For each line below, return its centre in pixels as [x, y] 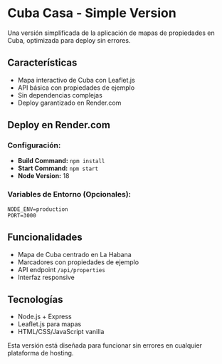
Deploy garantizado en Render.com [69, 103]
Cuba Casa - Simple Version [92, 13]
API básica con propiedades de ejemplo [76, 88]
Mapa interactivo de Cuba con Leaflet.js [76, 80]
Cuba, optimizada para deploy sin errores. [69, 40]
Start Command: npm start [58, 168]
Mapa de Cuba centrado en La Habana [74, 254]
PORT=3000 [22, 215]
